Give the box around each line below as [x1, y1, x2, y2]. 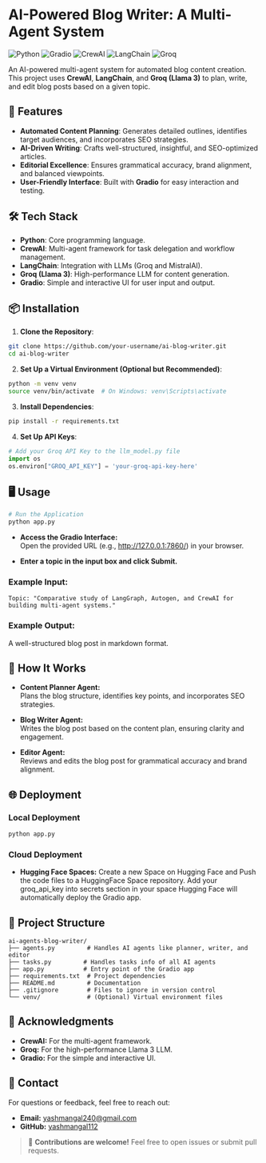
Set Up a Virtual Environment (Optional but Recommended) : [19, 364, 222, 374]
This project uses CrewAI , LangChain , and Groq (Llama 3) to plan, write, [8, 73, 248, 82]
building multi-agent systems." [8, 602, 116, 610]
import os [8, 455, 42, 463]
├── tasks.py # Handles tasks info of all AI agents [8, 958, 216, 966]
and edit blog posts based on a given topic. [8, 82, 151, 91]
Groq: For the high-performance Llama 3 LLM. [19, 1045, 173, 1054]
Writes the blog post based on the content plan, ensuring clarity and [19, 724, 244, 733]
